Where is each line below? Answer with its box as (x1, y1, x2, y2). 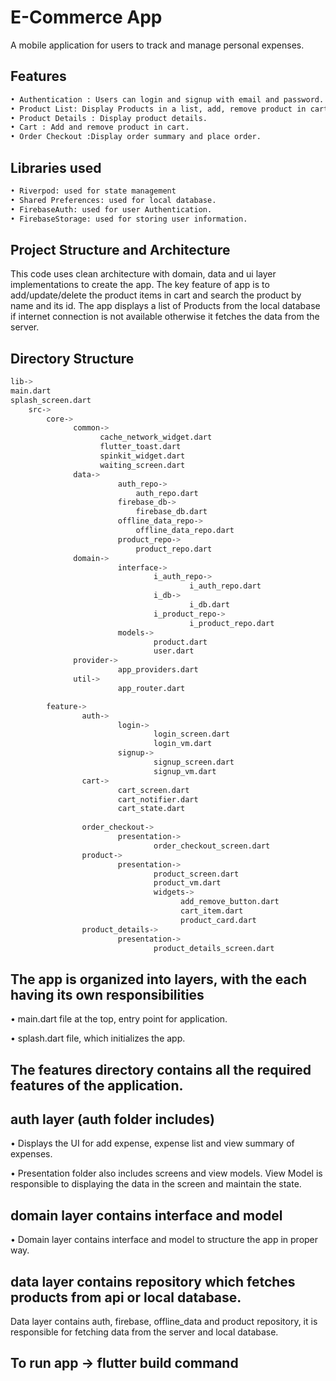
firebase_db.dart (135, 507, 208, 517)
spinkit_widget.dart (99, 451, 186, 461)
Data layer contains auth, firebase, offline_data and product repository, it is (10, 1316, 318, 1328)
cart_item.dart (180, 906, 244, 916)
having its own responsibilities (10, 986, 205, 1003)
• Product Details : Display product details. (10, 113, 208, 123)
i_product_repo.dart (189, 618, 275, 628)
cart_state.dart (117, 804, 186, 814)
